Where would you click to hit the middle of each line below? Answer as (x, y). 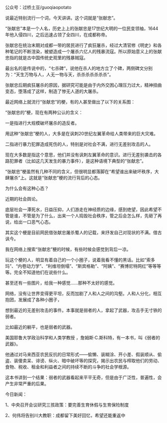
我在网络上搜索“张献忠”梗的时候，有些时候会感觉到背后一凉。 (68, 249)
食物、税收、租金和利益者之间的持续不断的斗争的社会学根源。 (68, 367)
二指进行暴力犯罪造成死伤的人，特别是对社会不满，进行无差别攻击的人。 (79, 144)
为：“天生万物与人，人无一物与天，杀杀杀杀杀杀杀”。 (59, 74)
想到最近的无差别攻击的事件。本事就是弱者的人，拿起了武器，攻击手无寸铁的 (83, 310)
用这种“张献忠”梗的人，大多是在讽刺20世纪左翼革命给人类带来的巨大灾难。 (82, 134)
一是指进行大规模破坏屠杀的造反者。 (42, 123)
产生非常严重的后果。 (27, 384)
